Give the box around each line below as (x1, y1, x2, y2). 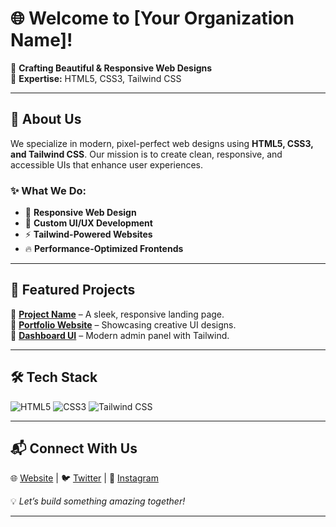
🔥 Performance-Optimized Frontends (24, 243, 184, 255)
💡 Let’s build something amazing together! (10, 495, 186, 507)
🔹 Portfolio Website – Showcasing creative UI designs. (10, 318, 237, 331)
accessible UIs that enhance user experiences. (10, 158, 204, 171)
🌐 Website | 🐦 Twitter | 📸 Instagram (10, 472, 159, 484)
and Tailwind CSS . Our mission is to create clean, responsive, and (10, 148, 283, 160)
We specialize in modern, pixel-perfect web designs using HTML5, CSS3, (10, 137, 314, 149)
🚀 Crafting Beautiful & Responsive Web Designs (10, 62, 213, 74)
